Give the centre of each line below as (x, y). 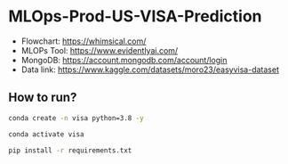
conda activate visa (47, 134)
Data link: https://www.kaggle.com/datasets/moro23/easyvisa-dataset (150, 70)
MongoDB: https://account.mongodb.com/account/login (124, 60)
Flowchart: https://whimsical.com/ (84, 41)
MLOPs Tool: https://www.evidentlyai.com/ (100, 50)
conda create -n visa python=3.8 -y (76, 118)
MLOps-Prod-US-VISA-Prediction (136, 16)
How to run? (43, 98)
